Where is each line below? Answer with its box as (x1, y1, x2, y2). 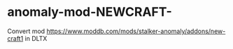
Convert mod (7, 27, 45, 35)
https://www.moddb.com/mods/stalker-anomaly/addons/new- (46, 27, 226, 35)
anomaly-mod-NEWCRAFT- (7, 4, 173, 20)
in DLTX (24, 34, 48, 42)
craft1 (7, 34, 24, 42)
